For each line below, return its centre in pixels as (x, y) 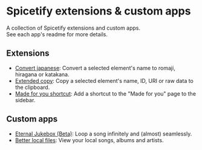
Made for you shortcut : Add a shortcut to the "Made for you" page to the (106, 93)
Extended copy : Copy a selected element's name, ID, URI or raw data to (104, 80)
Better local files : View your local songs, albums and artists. (89, 140)
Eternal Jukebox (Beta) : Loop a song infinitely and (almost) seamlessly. (103, 134)
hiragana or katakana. (42, 74)
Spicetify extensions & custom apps (99, 11)
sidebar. (25, 100)
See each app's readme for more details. (57, 34)
